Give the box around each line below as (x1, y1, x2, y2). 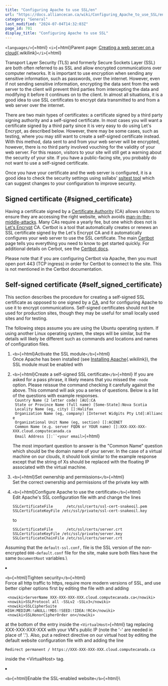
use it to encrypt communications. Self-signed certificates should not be (5, 304, 154, 310)
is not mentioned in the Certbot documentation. (5, 266, 103, 272)
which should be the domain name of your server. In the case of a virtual (12, 448, 162, 454)
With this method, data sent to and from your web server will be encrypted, (5, 139, 160, 145)
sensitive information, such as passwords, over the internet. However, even (5, 76, 160, 81)
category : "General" (5, 17, 48, 22)
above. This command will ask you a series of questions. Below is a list (12, 387, 158, 393)
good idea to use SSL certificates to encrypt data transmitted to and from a (5, 97, 160, 103)
